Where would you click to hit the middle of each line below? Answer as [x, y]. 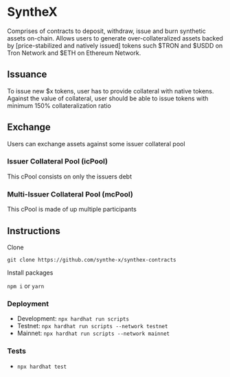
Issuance [27, 75]
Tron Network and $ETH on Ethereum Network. [74, 53]
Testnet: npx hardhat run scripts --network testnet [92, 326]
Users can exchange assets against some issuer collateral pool [96, 144]
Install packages [30, 273]
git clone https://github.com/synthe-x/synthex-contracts [92, 260]
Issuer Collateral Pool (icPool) [58, 161]
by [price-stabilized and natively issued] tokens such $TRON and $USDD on [115, 45]
